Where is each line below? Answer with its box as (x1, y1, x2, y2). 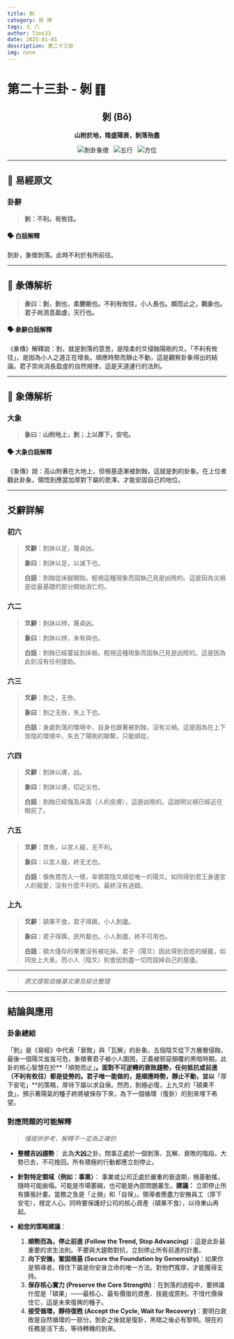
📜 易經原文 (7, 175, 52, 187)
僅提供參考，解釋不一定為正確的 (24, 1134, 116, 1142)
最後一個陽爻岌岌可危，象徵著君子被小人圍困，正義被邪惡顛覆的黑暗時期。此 (7, 1054, 227, 1063)
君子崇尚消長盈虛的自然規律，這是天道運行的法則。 (19, 362, 166, 370)
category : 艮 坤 (7, 17, 52, 24)
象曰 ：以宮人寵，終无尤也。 (24, 857, 104, 866)
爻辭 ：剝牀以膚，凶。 (24, 768, 86, 776)
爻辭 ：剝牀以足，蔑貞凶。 (24, 544, 98, 553)
